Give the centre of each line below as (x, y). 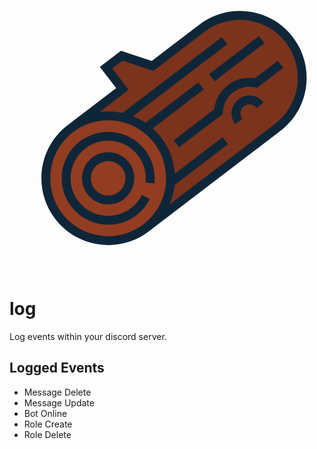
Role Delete (47, 434)
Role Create (48, 424)
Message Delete (57, 392)
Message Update (59, 402)
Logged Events (57, 368)
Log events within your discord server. (88, 336)
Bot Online (45, 413)
